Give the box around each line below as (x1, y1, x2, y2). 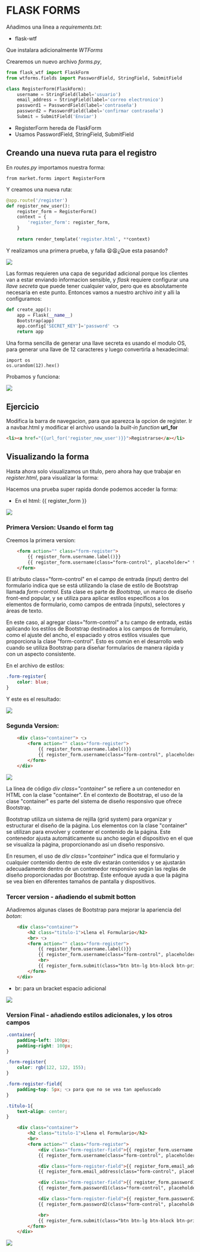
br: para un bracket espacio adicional (14, 985, 107, 992)
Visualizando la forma (6, 452, 89, 462)
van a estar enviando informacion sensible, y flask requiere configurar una (6, 276, 189, 283)
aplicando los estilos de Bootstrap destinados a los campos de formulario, (6, 625, 188, 632)
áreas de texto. (6, 607, 43, 614)
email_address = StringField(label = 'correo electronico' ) (17, 97, 164, 103)
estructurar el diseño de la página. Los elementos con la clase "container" (6, 821, 187, 829)
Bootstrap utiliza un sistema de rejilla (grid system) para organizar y (6, 815, 172, 823)
